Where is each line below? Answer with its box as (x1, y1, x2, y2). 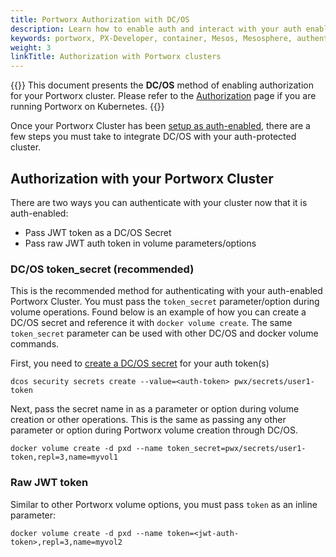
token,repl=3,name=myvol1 (10, 452, 118, 463)
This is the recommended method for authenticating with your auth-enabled (10, 285, 323, 297)
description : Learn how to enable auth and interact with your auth (10, 24, 302, 34)
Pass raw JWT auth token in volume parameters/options (24, 237, 257, 249)
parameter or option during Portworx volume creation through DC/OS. (10, 424, 298, 436)
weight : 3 (10, 42, 52, 53)
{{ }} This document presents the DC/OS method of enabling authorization (10, 79, 315, 91)
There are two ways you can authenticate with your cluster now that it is (10, 196, 308, 208)
